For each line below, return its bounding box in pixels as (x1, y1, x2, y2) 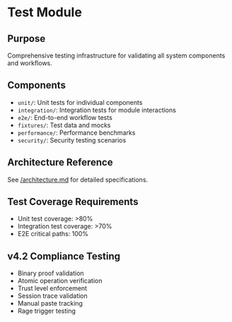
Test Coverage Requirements (7, 196, 139, 208)
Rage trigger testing (17, 306, 76, 316)
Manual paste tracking (17, 299, 83, 308)
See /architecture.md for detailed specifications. (7, 175, 149, 184)
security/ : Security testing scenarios (17, 135, 127, 144)
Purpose (7, 33, 46, 45)
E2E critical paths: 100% (17, 230, 89, 238)
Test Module (7, 4, 83, 21)
